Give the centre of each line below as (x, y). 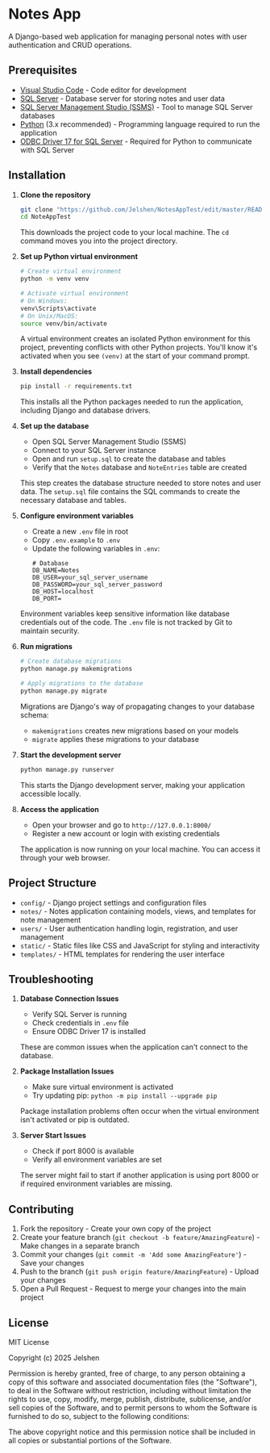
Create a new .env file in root (80, 532)
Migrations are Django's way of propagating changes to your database (137, 706)
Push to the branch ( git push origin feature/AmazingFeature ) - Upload (139, 1271)
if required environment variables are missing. (96, 1184)
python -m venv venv (54, 279)
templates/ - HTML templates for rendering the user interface (123, 954)
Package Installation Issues (67, 1071)
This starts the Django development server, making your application (133, 785)
